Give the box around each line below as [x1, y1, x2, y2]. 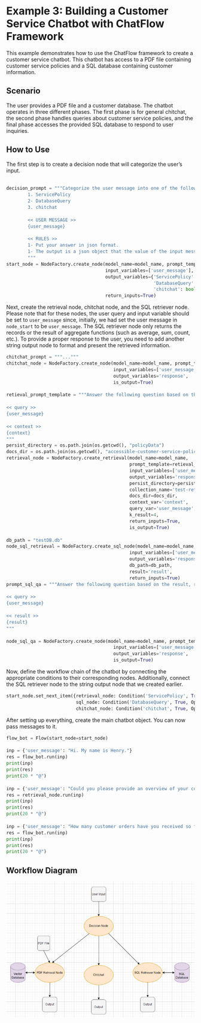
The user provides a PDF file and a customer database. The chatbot [6, 102, 173, 109]
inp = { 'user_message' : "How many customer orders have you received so [6, 823, 191, 830]
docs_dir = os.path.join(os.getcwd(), [6, 449, 103, 455]
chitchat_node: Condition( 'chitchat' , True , [75, 705, 188, 712]
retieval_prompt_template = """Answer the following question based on [6, 392, 188, 398]
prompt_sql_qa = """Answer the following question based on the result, [6, 581, 191, 587]
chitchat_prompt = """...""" [6, 354, 79, 360]
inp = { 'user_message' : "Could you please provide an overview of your [6, 785, 188, 791]
